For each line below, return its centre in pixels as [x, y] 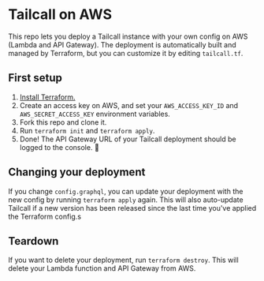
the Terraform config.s [45, 216]
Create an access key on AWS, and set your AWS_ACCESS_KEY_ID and [129, 105]
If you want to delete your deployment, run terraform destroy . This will [123, 260]
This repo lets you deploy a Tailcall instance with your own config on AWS [128, 36]
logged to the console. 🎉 [59, 147]
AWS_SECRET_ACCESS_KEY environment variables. [95, 114]
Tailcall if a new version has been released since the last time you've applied [132, 208]
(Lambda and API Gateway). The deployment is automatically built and [122, 44]
